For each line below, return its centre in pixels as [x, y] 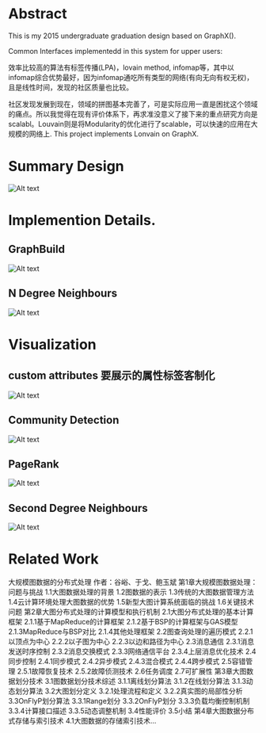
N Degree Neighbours [63, 294]
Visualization [52, 344]
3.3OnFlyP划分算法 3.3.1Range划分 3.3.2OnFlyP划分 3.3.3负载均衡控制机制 [129, 701]
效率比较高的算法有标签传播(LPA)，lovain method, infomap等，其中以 [122, 67]
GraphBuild [37, 249]
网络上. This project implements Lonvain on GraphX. [114, 134]
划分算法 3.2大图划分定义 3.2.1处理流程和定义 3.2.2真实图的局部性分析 [129, 691]
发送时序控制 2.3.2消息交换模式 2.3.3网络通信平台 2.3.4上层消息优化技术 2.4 [132, 651]
